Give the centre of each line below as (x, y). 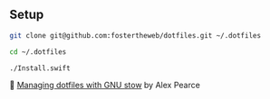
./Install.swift (40, 68)
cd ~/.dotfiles (38, 52)
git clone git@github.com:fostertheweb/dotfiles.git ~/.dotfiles (135, 35)
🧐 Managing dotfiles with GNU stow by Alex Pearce (105, 85)
